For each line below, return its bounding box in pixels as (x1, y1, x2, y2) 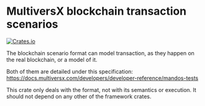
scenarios (6, 17, 58, 31)
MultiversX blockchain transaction (6, 4, 187, 18)
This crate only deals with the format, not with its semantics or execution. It (6, 86, 196, 93)
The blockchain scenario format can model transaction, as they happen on (6, 49, 195, 56)
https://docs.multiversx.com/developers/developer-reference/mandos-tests (6, 74, 198, 81)
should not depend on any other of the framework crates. (6, 93, 152, 100)
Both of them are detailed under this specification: (6, 67, 133, 75)
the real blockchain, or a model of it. (6, 56, 98, 63)
